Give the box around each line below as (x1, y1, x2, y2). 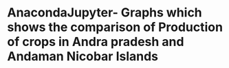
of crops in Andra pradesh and (7, 34, 184, 49)
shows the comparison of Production (7, 19, 223, 35)
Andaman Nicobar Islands (7, 49, 159, 65)
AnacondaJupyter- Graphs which (7, 5, 203, 21)
